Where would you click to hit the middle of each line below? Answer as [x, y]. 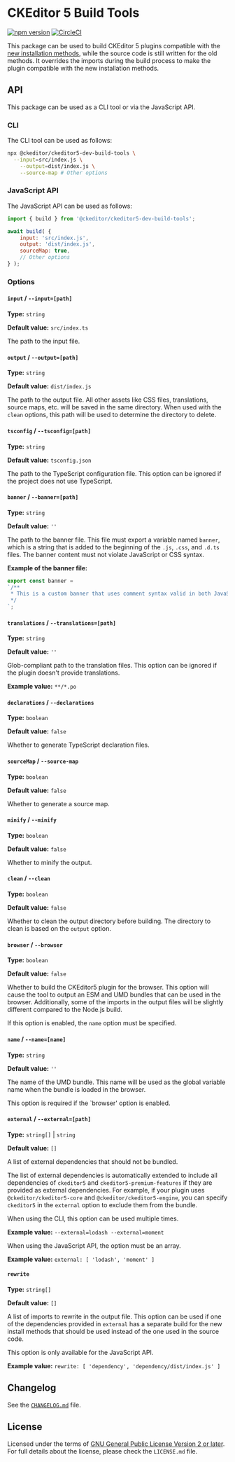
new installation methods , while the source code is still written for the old [112, 53]
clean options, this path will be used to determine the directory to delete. [112, 415]
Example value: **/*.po [42, 687]
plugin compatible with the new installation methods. [83, 68]
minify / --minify [32, 820]
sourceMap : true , [45, 251]
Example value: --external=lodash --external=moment [86, 1232]
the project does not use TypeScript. [60, 481]
